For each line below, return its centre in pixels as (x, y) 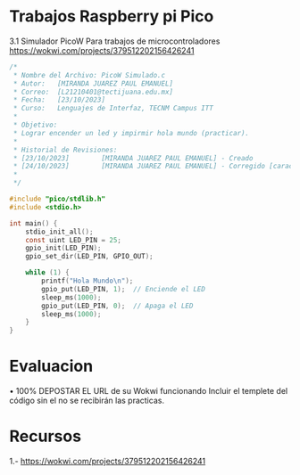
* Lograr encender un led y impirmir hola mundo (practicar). (131, 133)
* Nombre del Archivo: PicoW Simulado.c (89, 75)
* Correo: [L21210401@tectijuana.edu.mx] (93, 92)
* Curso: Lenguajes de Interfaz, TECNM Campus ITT (113, 109)
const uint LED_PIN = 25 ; (74, 240)
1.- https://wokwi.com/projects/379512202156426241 (108, 462)
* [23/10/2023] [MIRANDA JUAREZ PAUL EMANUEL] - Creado (133, 158)
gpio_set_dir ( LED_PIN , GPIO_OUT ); (89, 257)
